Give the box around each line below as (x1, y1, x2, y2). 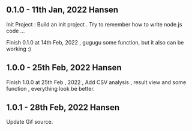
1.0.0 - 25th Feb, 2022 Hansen (6, 62, 122, 73)
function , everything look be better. (6, 85, 95, 92)
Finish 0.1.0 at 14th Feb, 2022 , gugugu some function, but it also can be (6, 38, 184, 46)
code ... (6, 27, 25, 34)
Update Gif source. (6, 118, 53, 126)
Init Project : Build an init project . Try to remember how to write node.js (6, 20, 182, 28)
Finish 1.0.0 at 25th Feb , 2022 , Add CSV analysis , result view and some (6, 78, 187, 86)
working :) (6, 45, 32, 52)
